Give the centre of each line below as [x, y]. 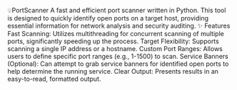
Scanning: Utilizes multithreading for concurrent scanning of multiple [123, 34]
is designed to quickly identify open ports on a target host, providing [108, 18]
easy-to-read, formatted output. [54, 79]
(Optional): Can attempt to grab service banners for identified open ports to [118, 64]
